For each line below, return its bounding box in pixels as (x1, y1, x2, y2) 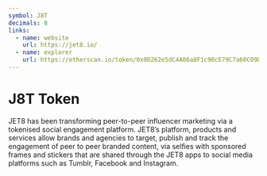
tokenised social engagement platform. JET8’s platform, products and (8, 124, 237, 134)
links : (8, 26, 30, 34)
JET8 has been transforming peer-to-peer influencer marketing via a (8, 116, 233, 125)
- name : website (15, 33, 69, 42)
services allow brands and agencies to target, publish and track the (8, 132, 229, 143)
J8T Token (8, 90, 80, 108)
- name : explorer (15, 48, 73, 56)
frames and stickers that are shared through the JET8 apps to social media (8, 150, 253, 159)
